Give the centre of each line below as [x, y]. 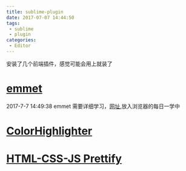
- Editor [20, 46]
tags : [13, 23]
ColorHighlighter [49, 131]
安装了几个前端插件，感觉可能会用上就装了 [59, 64]
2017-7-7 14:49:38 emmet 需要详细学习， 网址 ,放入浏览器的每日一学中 [93, 106]
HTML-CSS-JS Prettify [64, 159]
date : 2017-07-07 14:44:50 [40, 18]
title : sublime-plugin [35, 12]
